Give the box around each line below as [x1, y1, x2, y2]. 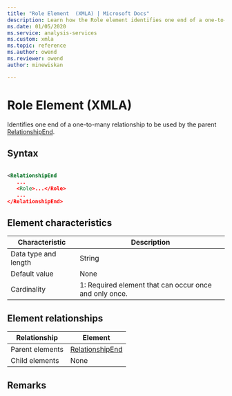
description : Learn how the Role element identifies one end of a [7, 17, 202, 23]
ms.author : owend [7, 49, 57, 56]
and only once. [79, 289, 128, 299]
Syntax [7, 147, 39, 159]
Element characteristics [7, 217, 113, 229]
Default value [10, 269, 54, 279]
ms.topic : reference [7, 42, 67, 49]
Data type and [10, 249, 57, 259]
